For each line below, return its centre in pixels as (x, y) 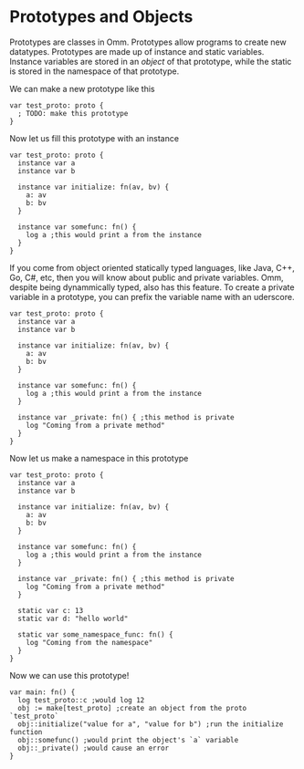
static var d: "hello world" (73, 618)
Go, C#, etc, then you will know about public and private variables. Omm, (147, 277)
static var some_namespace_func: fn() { (95, 634)
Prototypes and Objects (101, 17)
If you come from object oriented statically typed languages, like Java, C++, (152, 267)
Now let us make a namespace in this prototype (99, 458)
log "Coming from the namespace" (89, 642)
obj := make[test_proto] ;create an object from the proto (132, 708)
